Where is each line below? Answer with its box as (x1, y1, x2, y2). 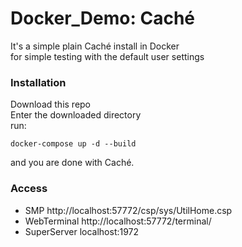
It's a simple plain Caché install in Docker (10, 40, 180, 52)
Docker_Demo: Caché (10, 7, 195, 30)
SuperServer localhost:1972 (24, 225, 140, 237)
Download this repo (10, 98, 92, 111)
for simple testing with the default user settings (10, 50, 205, 62)
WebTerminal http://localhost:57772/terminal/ (24, 215, 212, 227)
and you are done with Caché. (10, 157, 135, 169)
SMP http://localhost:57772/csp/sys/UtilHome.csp (24, 204, 233, 216)
